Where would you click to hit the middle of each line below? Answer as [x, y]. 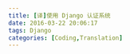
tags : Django [30, 30]
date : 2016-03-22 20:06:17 [53, 23]
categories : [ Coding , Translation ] [66, 38]
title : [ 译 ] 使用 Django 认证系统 [60, 15]
